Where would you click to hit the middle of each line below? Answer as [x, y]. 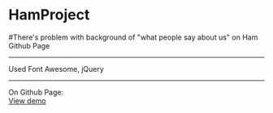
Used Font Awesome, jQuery [56, 69]
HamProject [49, 15]
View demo [27, 100]
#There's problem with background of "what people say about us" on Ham [133, 37]
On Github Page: [36, 92]
